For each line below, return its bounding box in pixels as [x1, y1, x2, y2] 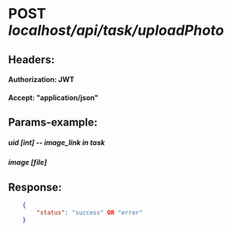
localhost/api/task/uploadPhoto [8, 21, 225, 39]
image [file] [8, 158, 47, 167]
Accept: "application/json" [8, 92, 99, 102]
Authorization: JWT [8, 75, 75, 84]
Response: [8, 181, 62, 194]
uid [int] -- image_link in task [8, 137, 105, 147]
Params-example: [8, 116, 98, 129]
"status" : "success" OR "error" [36, 208, 144, 217]
